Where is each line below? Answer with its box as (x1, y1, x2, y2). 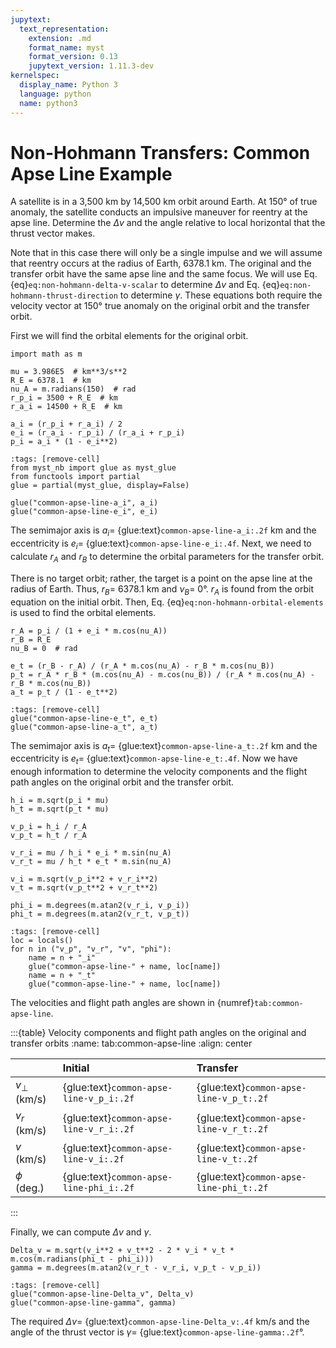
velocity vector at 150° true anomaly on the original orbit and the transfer (10, 300, 310, 312)
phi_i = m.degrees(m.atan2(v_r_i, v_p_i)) (10, 901, 190, 911)
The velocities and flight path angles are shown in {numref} (10, 997, 255, 1009)
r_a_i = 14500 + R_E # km (10, 402, 123, 412)
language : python (19, 89, 92, 99)
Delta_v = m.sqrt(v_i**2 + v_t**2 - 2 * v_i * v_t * (10, 1245, 235, 1255)
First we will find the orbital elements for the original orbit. (10, 330, 249, 342)
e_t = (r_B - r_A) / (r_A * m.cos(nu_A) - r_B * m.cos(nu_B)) (10, 661, 275, 671)
